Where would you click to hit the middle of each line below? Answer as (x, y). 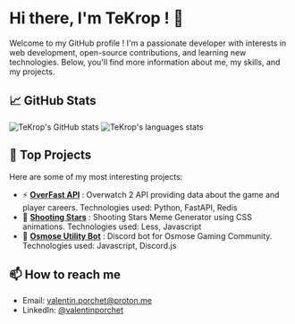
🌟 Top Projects (51, 155)
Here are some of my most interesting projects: (96, 176)
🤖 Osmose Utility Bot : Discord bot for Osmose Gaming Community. (147, 235)
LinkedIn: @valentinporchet (72, 310)
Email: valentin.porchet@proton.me (87, 301)
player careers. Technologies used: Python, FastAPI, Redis (130, 207)
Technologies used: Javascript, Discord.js (99, 245)
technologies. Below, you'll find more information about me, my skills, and (145, 62)
